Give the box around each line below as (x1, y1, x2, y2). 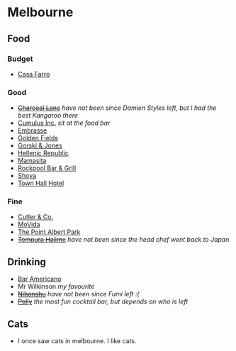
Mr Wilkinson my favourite (17, 282, 95, 291)
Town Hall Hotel (17, 179, 64, 188)
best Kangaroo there (17, 111, 79, 120)
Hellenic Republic (17, 149, 69, 157)
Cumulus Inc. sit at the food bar (17, 118, 111, 128)
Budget (7, 54, 33, 64)
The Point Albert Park (17, 228, 81, 236)
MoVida (17, 221, 40, 229)
